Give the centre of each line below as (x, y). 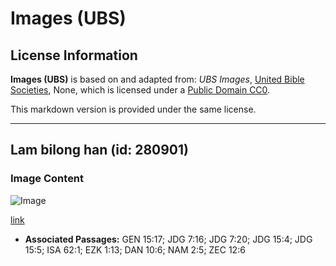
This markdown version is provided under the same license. (133, 109)
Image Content (47, 179)
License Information (74, 55)
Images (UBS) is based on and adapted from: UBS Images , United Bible (157, 79)
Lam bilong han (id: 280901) (99, 150)
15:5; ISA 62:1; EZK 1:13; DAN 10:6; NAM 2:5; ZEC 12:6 (135, 249)
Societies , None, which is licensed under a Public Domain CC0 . (140, 90)
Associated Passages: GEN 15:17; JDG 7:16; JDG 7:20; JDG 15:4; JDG (168, 239)
